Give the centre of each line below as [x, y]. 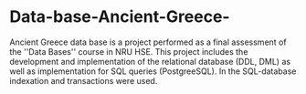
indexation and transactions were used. [84, 80]
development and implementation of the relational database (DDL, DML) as [150, 61]
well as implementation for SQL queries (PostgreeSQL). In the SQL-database [153, 71]
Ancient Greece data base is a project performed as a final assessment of [148, 42]
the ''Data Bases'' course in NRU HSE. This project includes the [129, 51]
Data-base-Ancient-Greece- [120, 17]
